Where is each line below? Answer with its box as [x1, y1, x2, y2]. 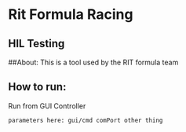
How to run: [8, 80, 67, 93]
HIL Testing [8, 37, 65, 50]
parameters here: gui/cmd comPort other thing [8, 116, 163, 124]
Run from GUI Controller [8, 101, 86, 111]
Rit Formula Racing [8, 5, 133, 24]
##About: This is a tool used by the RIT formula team [8, 57, 179, 67]
